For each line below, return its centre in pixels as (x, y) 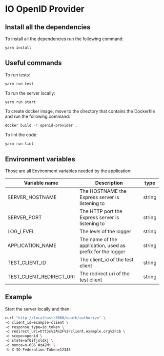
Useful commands (33, 63)
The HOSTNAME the (103, 191)
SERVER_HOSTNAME (32, 197)
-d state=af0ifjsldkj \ (29, 341)
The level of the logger (106, 232)
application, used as (103, 245)
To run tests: (18, 75)
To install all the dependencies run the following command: (64, 39)
